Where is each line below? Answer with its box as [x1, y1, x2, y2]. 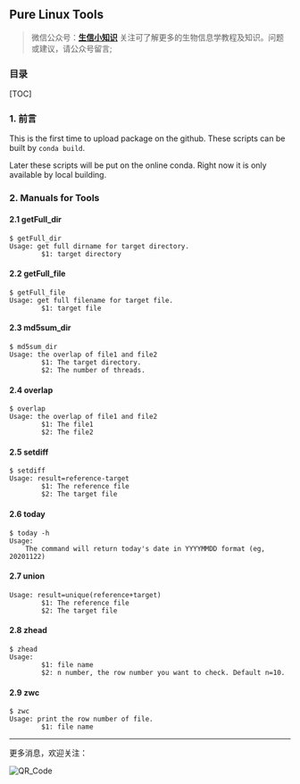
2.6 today [9, 508, 46, 519]
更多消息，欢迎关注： [9, 747, 87, 758]
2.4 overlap [9, 384, 54, 396]
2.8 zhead [9, 625, 47, 636]
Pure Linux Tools [9, 7, 104, 22]
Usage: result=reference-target [9, 474, 129, 483]
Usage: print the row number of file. [9, 714, 154, 724]
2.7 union [9, 571, 46, 581]
